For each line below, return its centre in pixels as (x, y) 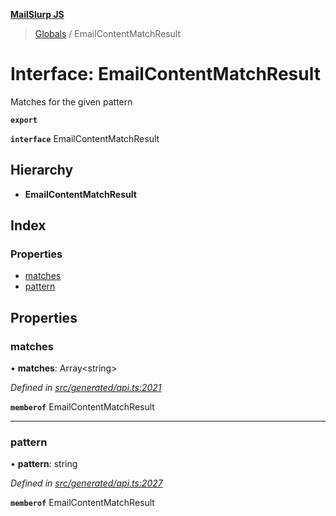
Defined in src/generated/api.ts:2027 (86, 483)
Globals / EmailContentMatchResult (108, 33)
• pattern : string (44, 464)
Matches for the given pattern (71, 101)
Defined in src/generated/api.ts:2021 (86, 388)
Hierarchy (42, 170)
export (24, 120)
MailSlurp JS (37, 14)
